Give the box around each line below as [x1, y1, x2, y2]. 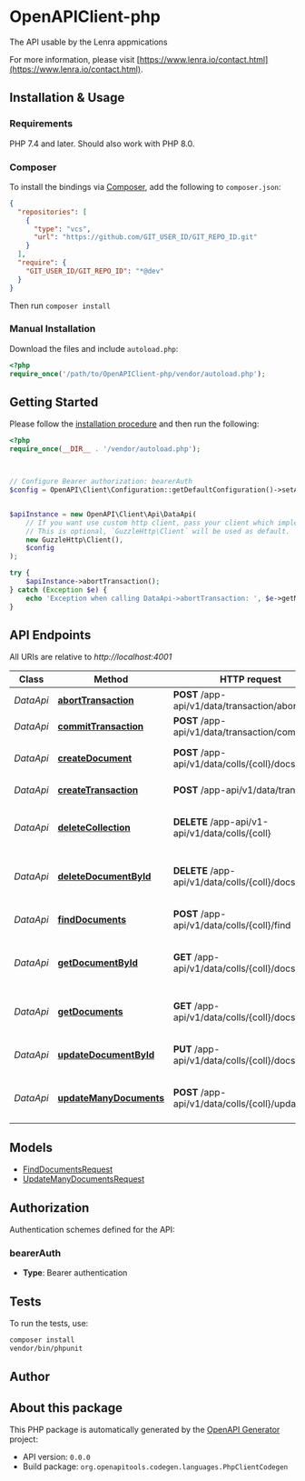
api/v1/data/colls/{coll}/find [172, 919, 291, 932]
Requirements [9, 117, 74, 130]
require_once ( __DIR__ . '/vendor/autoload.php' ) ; [9, 445, 202, 454]
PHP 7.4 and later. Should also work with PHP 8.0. [9, 138, 195, 149]
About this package [9, 1400, 123, 1416]
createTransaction [57, 784, 139, 796]
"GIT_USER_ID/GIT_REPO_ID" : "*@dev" [25, 266, 165, 275]
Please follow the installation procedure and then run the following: [9, 418, 260, 429]
